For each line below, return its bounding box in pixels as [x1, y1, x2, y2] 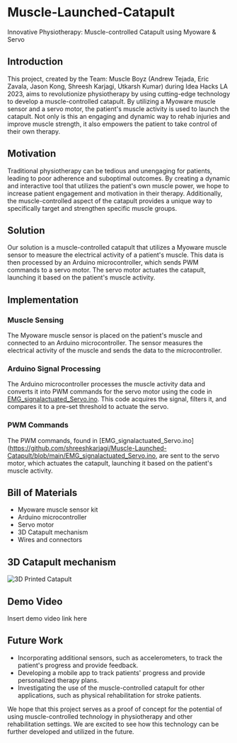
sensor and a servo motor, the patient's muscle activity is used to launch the [7, 104, 230, 113]
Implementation [7, 294, 79, 306]
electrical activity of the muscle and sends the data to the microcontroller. [7, 346, 223, 355]
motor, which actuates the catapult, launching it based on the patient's [7, 459, 213, 467]
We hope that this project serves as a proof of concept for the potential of [7, 705, 223, 713]
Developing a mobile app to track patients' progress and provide [17, 668, 205, 676]
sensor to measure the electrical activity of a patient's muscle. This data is [7, 250, 224, 259]
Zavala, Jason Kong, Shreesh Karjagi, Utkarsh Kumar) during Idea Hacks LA [7, 82, 229, 91]
